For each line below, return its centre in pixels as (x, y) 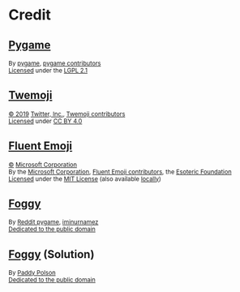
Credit (30, 15)
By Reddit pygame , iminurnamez (54, 222)
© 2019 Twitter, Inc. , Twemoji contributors (67, 114)
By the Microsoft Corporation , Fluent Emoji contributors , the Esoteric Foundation (120, 172)
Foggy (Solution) (51, 254)
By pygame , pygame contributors (55, 63)
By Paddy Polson (32, 273)
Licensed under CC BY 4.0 (45, 121)
